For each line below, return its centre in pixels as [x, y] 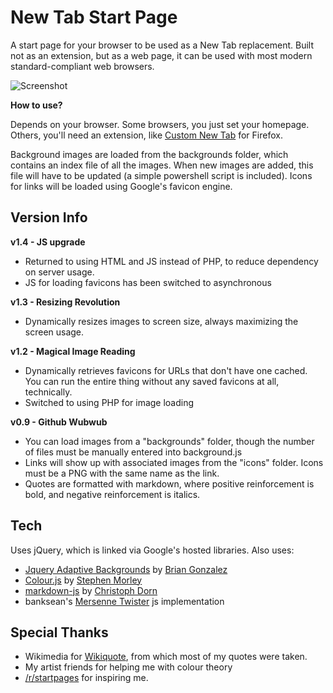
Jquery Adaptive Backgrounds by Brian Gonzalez [126, 569]
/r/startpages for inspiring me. [86, 678]
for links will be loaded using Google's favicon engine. [121, 186]
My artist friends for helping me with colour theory [128, 667]
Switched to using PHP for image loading [109, 402]
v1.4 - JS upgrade [48, 242]
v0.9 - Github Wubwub [59, 422]
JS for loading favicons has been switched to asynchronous [148, 282]
